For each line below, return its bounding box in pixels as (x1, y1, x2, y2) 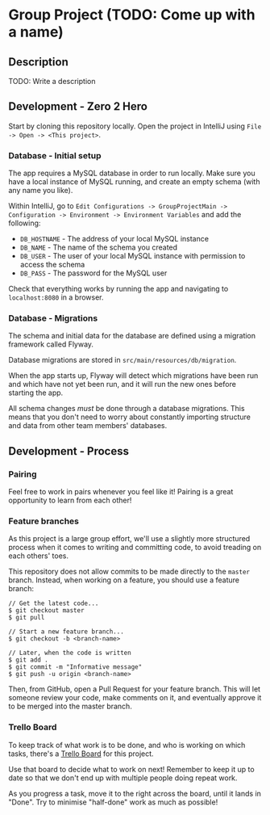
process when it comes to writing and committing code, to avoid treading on (8, 543, 262, 552)
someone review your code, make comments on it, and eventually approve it (8, 693, 262, 703)
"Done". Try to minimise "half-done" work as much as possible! (8, 797, 218, 807)
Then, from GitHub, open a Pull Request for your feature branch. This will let (8, 684, 260, 694)
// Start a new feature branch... (8, 628, 125, 636)
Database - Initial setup (8, 149, 102, 161)
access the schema (19, 260, 85, 270)
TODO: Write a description (8, 77, 96, 86)
